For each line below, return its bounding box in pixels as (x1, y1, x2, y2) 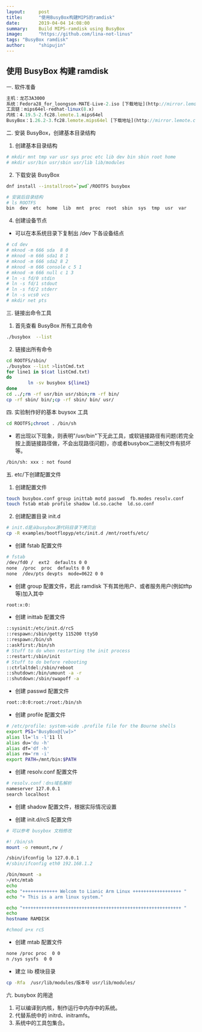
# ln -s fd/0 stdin (6, 275, 55, 281)
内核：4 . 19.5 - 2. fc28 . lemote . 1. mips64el (6, 112, 103, 118)
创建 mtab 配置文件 (14, 939, 63, 946)
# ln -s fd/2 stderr (6, 286, 58, 292)
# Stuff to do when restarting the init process (6, 648, 130, 654)
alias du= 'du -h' (6, 740, 50, 746)
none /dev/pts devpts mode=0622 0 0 (6, 571, 103, 577)
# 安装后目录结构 (6, 194, 43, 200)
